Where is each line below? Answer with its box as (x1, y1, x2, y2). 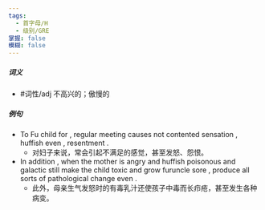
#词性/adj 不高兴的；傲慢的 (19, 89, 110, 99)
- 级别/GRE (15, 26, 50, 34)
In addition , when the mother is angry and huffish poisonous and (19, 157, 236, 167)
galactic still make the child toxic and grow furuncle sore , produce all (19, 165, 251, 175)
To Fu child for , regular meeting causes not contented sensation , (19, 130, 238, 139)
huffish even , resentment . (19, 138, 109, 148)
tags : (8, 11, 26, 20)
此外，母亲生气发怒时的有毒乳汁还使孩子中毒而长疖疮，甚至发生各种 (31, 184, 258, 193)
